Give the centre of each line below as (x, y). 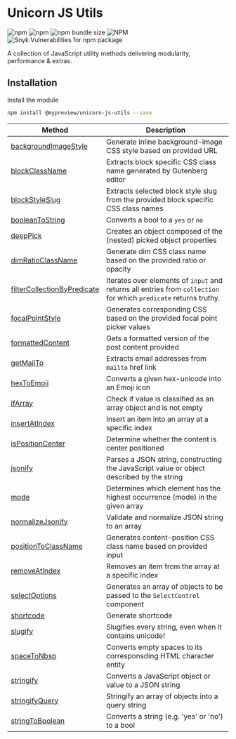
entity (116, 665)
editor (116, 179)
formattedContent (40, 342)
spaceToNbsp (34, 655)
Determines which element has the (164, 488)
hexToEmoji (30, 382)
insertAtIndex (33, 423)
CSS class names (135, 208)
